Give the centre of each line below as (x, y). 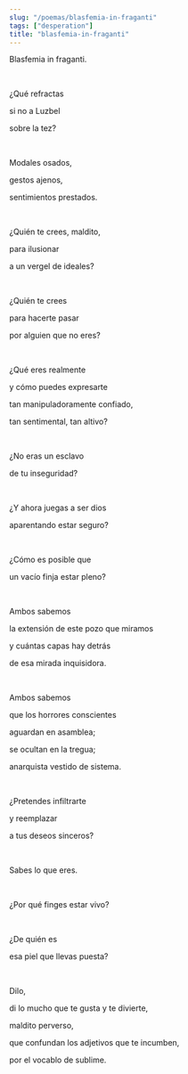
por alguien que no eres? (55, 336)
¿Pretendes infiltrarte (48, 801)
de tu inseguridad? (44, 474)
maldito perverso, (41, 1026)
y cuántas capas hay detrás (60, 646)
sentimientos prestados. (53, 198)
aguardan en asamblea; (53, 732)
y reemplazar (33, 818)
